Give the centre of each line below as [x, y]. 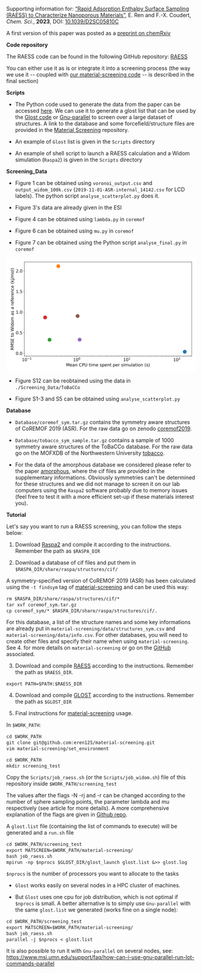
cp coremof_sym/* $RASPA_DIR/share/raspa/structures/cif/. [82, 611]
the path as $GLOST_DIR [43, 702]
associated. [21, 654]
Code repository [27, 45]
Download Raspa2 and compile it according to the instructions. [93, 545]
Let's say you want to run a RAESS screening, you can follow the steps [94, 527]
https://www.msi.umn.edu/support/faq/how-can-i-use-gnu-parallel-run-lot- [100, 957]
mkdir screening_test [33, 766]
